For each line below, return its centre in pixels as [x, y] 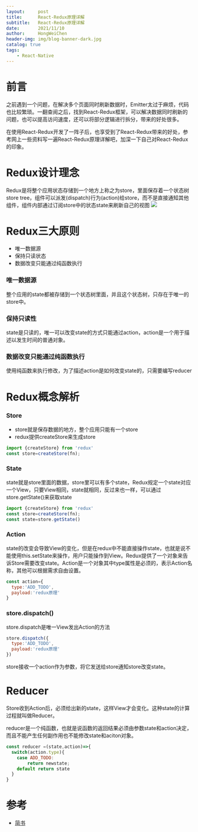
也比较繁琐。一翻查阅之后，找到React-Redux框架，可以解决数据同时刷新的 [97, 112]
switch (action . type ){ [38, 752]
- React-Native [35, 56]
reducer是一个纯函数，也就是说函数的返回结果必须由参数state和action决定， [99, 728]
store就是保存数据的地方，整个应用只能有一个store [76, 429]
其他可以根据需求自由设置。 [50, 570]
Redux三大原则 [43, 231]
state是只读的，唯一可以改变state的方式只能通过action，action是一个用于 [95, 333]
